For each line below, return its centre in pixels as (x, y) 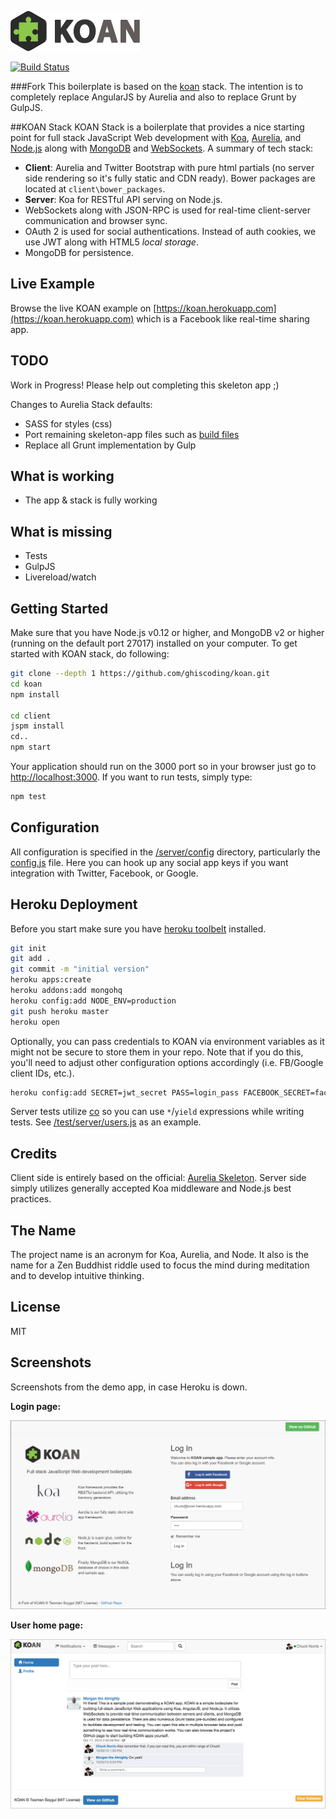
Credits (34, 1153)
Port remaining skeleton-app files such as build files (132, 434)
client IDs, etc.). (42, 1073)
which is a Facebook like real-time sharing (223, 318)
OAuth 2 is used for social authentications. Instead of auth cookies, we (170, 231)
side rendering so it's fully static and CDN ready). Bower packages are (170, 178)
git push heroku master (60, 1011)
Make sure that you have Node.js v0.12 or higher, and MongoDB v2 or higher (167, 633)
